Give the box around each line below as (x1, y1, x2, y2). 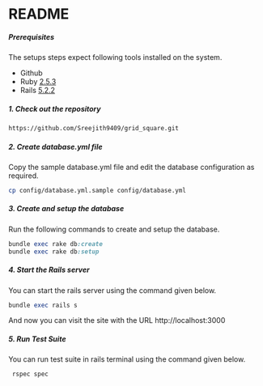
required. (8, 171, 39, 180)
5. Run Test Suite (8, 334, 66, 344)
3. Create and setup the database (8, 204, 125, 214)
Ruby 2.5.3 (19, 77, 57, 87)
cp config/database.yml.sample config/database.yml (8, 186, 186, 194)
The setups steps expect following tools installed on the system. (8, 53, 223, 62)
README (8, 5, 70, 23)
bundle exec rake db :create (8, 240, 104, 248)
